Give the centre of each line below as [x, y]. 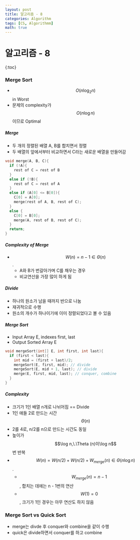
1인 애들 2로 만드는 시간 [34, 413]
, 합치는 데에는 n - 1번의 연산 [47, 486]
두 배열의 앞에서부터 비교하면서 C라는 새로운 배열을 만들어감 [69, 152]
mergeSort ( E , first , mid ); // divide [52, 365]
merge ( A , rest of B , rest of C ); [48, 220]
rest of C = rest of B [37, 170]
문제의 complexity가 [32, 105]
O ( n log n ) [86, 113]
